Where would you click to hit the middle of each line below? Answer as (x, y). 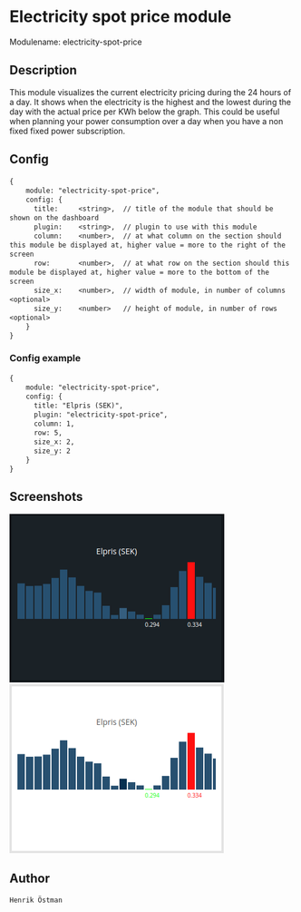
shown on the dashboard (54, 218)
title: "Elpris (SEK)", (78, 406)
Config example (45, 358)
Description (43, 70)
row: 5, (48, 433)
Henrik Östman (36, 900)
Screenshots (46, 497)
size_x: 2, (54, 442)
